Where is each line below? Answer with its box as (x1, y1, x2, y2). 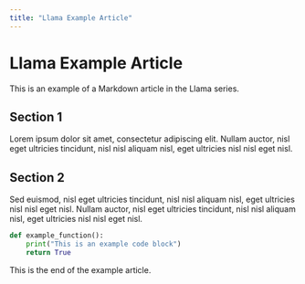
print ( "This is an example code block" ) (26, 239, 182, 249)
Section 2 (9, 170, 66, 185)
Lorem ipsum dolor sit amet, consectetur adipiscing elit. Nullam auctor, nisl (9, 133, 290, 144)
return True (26, 247, 71, 257)
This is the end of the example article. (9, 264, 152, 275)
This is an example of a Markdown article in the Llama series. (9, 83, 240, 94)
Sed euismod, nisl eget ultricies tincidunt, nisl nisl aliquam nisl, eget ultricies (9, 194, 295, 205)
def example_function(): (9, 231, 104, 240)
